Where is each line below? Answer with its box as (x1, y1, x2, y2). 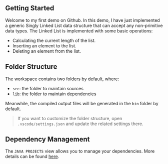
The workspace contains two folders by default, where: (5, 76, 119, 82)
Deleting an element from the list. (12, 48, 81, 54)
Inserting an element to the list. (12, 42, 76, 49)
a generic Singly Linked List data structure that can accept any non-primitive (5, 22, 163, 28)
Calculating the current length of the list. (12, 37, 96, 43)
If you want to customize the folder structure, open (17, 115, 122, 121)
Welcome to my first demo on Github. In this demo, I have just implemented (5, 17, 160, 23)
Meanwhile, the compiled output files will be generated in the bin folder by (5, 100, 158, 106)
